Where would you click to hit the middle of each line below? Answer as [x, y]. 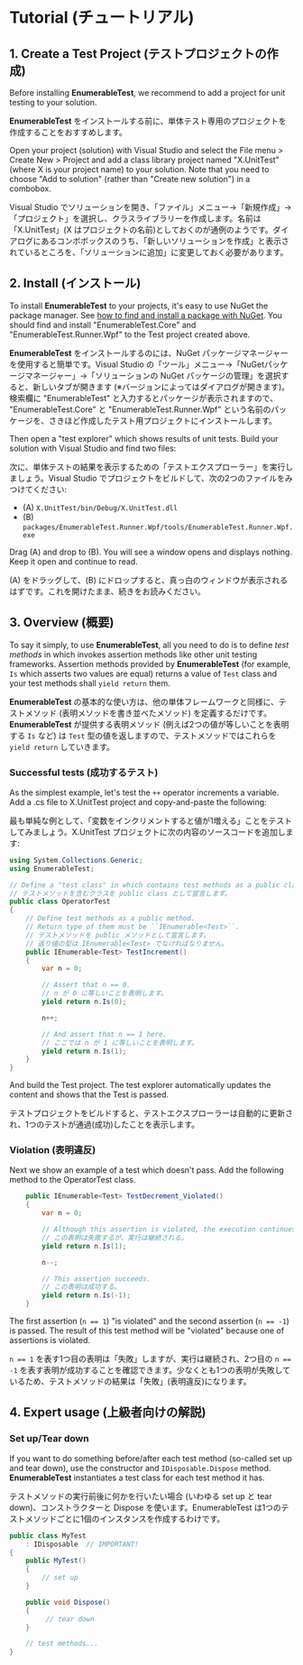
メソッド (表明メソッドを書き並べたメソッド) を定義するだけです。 [148, 713]
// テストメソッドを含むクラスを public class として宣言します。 [120, 893]
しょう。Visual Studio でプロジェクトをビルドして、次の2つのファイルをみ [155, 478]
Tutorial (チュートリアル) [102, 18]
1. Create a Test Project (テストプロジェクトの [138, 54]
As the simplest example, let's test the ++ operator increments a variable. [144, 792]
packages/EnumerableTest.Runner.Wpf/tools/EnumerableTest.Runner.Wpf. [158, 527]
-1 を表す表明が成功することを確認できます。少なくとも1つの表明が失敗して [150, 1370]
